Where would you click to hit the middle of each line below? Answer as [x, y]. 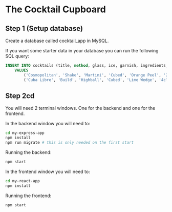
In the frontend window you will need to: [48, 171]
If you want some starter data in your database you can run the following [82, 51]
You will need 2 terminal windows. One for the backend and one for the [80, 108]
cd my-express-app [25, 133]
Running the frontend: [28, 196]
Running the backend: [28, 152]
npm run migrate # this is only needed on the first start [70, 143]
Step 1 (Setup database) [44, 28]
